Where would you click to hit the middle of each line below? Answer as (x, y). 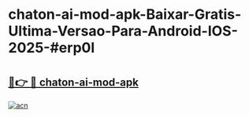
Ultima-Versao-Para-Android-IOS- (123, 31)
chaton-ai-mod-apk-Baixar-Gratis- (125, 15)
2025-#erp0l (52, 48)
